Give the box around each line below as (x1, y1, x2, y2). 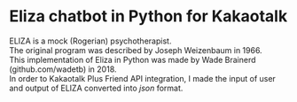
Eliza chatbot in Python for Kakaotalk (9, 6, 288, 27)
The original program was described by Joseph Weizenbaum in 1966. (9, 44, 263, 55)
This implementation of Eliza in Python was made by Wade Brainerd (9, 54, 256, 65)
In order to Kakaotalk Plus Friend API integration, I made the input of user (9, 73, 277, 83)
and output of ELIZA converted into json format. (9, 82, 184, 93)
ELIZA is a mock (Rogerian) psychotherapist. (9, 35, 172, 46)
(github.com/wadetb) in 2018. (9, 64, 117, 75)
